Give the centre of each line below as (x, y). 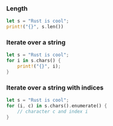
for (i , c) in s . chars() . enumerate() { (57, 106)
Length (17, 9)
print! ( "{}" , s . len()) (35, 27)
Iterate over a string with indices (55, 88)
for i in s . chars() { (34, 61)
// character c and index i (53, 111)
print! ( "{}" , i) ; (39, 66)
